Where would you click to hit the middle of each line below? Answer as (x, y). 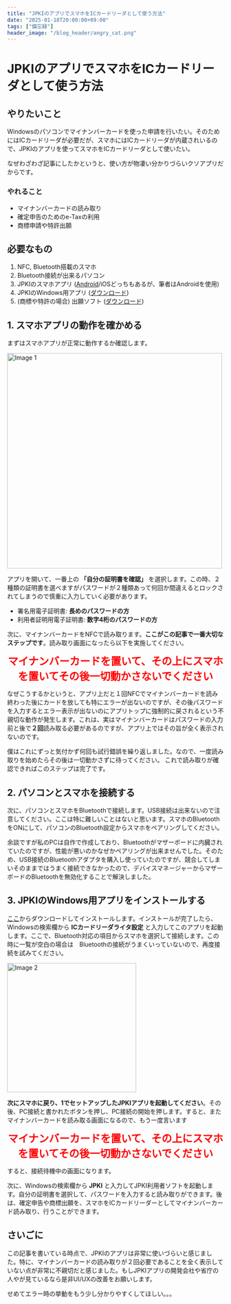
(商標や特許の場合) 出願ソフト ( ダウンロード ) (80, 301)
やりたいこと (34, 113)
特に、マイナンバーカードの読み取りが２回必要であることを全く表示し (118, 1261)
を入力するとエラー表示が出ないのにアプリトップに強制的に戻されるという (112, 711)
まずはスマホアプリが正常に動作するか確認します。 (79, 343)
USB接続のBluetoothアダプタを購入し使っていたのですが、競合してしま (120, 859)
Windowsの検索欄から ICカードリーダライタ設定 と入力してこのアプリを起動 (115, 927)
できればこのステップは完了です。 (61, 768)
